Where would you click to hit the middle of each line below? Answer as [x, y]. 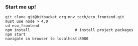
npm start [16, 35]
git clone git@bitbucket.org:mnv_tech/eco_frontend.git [65, 17]
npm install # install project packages [70, 30]
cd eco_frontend [22, 26]
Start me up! [21, 7]
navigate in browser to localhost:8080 [47, 39]
